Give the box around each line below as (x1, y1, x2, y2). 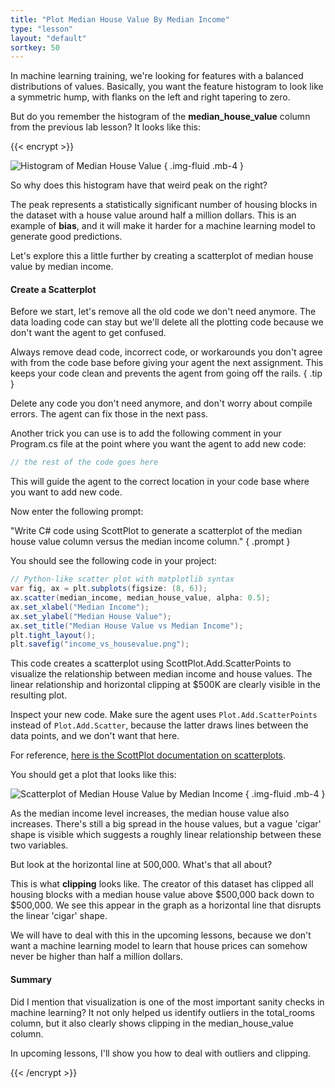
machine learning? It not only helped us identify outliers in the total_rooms (10, 1006, 315, 1018)
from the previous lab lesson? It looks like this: (10, 121, 201, 133)
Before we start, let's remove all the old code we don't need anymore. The (10, 306, 317, 318)
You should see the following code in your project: (10, 555, 217, 567)
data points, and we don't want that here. (10, 730, 180, 742)
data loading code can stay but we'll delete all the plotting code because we (10, 316, 324, 328)
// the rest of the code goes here (10, 457, 159, 468)
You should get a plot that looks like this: (10, 769, 177, 781)
